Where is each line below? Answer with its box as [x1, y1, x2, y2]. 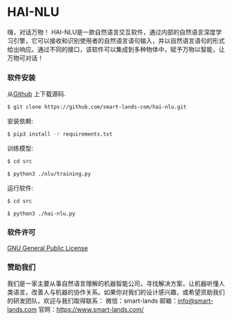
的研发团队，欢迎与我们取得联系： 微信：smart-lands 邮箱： [7, 297, 178, 305]
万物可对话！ [7, 53, 43, 62]
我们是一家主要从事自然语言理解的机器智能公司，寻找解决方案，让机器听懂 [7, 279, 219, 288]
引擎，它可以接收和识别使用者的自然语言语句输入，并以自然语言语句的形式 [12, 36, 225, 45]
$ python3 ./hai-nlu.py [7, 210, 76, 217]
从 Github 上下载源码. [7, 90, 66, 98]
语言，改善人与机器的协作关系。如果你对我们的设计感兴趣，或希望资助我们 [12, 288, 225, 297]
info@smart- [177, 297, 214, 305]
